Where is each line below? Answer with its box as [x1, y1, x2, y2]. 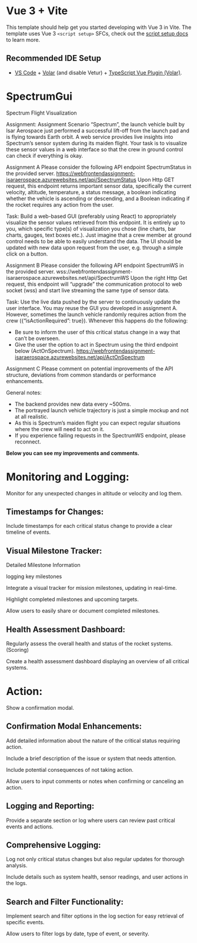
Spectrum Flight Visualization [6, 109, 78, 116]
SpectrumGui [6, 90, 72, 103]
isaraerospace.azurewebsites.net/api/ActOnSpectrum [14, 353, 145, 361]
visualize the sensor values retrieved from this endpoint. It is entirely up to [6, 218, 185, 226]
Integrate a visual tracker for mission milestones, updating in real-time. [6, 585, 178, 592]
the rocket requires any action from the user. [6, 201, 114, 208]
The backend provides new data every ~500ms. [14, 400, 131, 407]
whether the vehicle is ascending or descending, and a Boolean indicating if [6, 195, 190, 202]
